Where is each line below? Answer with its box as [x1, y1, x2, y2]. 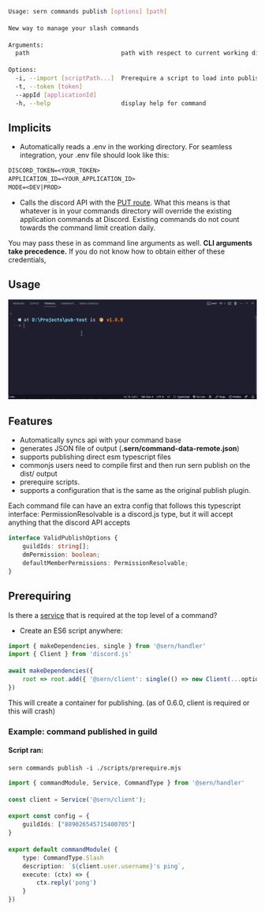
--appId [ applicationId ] [15, 91, 97, 99]
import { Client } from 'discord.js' [8, 650, 132, 658]
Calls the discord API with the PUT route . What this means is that [19, 198, 230, 207]
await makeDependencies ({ [8, 667, 93, 675]
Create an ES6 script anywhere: [19, 626, 124, 635]
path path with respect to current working [15, 49, 248, 58]
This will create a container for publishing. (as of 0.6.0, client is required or [8, 698, 250, 707]
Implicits [8, 121, 52, 134]
